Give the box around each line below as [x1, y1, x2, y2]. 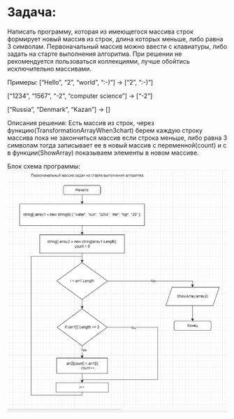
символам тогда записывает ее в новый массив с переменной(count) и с [7, 141, 227, 149]
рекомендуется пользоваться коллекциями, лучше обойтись [7, 57, 191, 65]
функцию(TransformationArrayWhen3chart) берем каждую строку [7, 126, 203, 134]
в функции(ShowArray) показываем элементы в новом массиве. [7, 148, 199, 157]
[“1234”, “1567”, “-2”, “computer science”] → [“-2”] [7, 92, 153, 100]
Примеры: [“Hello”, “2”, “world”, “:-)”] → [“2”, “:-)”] [7, 78, 154, 86]
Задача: [7, 4, 57, 20]
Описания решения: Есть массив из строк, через [7, 118, 155, 127]
